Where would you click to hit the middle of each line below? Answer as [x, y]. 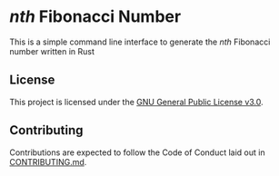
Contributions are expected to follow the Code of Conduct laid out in [137, 152]
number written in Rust [52, 51]
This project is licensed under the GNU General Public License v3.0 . [136, 102]
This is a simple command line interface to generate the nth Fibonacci [140, 42]
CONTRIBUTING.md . [48, 161]
